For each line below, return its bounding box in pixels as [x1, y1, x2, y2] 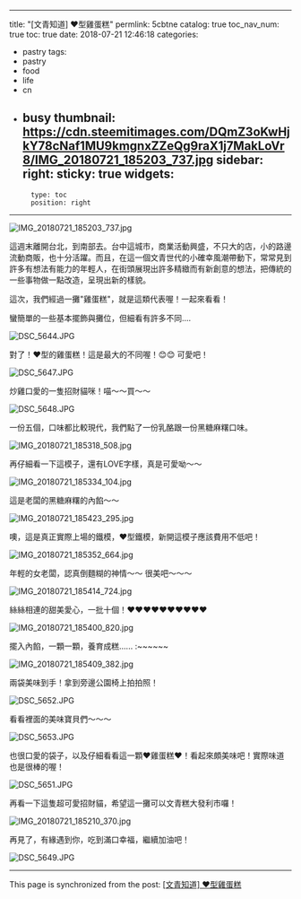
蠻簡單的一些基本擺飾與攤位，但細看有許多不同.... [9, 312, 192, 323]
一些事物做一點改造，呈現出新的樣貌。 [9, 275, 150, 285]
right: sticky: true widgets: [21, 167, 175, 182]
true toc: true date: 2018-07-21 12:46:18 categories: [9, 29, 199, 39]
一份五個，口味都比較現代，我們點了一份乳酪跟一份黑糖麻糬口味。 [9, 422, 253, 432]
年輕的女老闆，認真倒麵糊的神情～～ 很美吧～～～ [9, 567, 193, 579]
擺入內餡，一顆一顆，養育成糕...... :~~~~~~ [9, 641, 168, 651]
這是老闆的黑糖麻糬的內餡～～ [9, 494, 119, 505]
